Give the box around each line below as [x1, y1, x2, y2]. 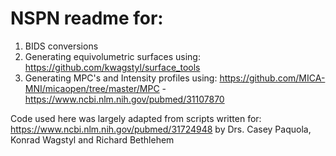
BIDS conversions [24, 40, 99, 52]
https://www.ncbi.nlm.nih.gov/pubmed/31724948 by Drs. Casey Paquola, [10, 123, 312, 135]
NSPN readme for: [10, 7, 164, 30]
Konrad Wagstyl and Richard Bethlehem [10, 133, 175, 146]
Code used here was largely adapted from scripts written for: [10, 112, 262, 124]
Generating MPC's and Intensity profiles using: [24, 72, 218, 84]
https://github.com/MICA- [219, 72, 326, 84]
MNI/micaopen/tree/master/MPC [24, 82, 160, 94]
